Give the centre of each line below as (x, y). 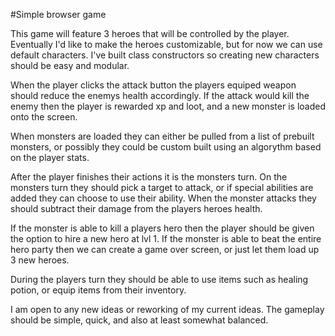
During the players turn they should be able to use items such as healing (159, 279)
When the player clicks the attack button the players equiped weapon (153, 85)
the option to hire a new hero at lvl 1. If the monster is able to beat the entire (166, 238)
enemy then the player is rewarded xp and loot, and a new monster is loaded (168, 106)
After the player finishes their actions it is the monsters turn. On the (149, 177)
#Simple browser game (58, 14)
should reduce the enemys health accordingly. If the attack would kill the (160, 95)
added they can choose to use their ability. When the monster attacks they (163, 198)
